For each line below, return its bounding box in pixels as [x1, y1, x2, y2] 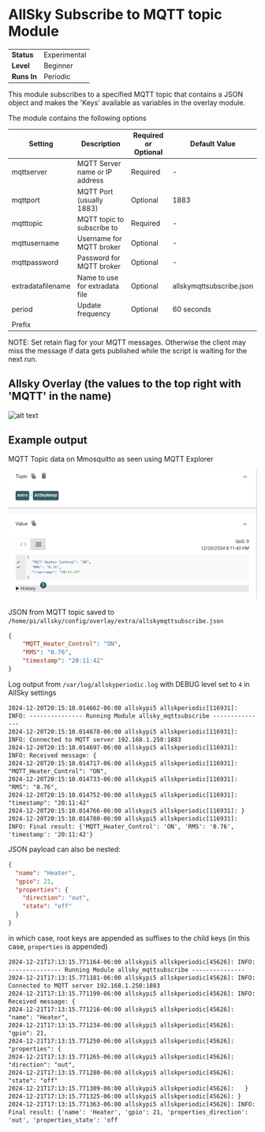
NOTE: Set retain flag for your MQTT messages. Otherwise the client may [8, 338, 247, 347]
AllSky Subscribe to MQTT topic [8, 6, 222, 24]
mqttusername [11, 238, 59, 247]
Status [11, 50, 34, 59]
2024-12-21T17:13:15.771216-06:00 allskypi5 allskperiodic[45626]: [8, 1006, 235, 1013]
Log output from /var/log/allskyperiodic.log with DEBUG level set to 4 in [8, 679, 250, 689]
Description [80, 139, 121, 149]
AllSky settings [8, 688, 57, 697]
